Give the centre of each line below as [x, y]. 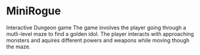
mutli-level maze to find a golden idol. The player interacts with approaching [100, 33]
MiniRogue [34, 11]
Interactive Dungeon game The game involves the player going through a [96, 27]
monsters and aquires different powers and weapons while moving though [98, 40]
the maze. [19, 47]
